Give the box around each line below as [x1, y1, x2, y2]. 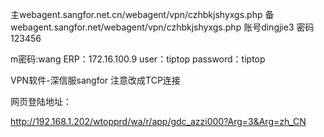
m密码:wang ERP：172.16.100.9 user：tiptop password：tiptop [10, 53, 266, 65]
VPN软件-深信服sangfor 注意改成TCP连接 [10, 74, 181, 86]
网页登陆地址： [10, 96, 72, 107]
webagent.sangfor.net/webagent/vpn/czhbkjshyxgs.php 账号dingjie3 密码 [10, 21, 315, 33]
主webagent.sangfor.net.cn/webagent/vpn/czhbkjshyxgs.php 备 [10, 9, 275, 20]
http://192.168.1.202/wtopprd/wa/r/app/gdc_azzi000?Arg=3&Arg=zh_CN [10, 116, 307, 127]
